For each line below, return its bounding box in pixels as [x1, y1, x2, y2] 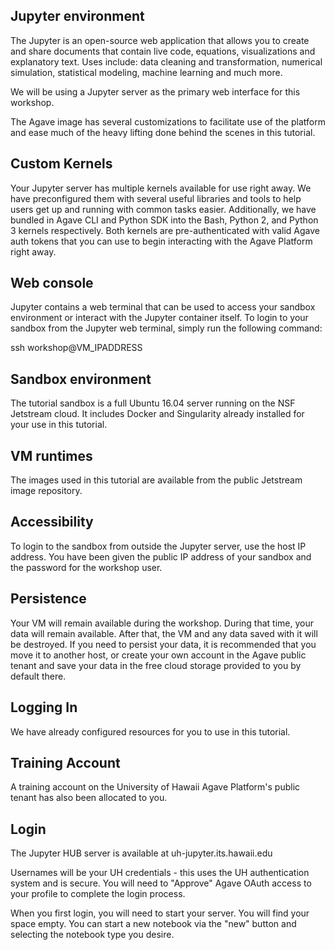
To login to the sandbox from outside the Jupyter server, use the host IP [10, 540, 307, 552]
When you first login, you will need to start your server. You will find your [10, 907, 310, 919]
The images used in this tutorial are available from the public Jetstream [10, 474, 303, 486]
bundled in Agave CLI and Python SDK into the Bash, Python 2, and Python [10, 214, 319, 226]
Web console [10, 275, 94, 292]
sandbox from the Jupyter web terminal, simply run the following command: [10, 322, 323, 334]
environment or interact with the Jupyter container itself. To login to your [10, 312, 309, 324]
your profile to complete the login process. [10, 888, 186, 900]
